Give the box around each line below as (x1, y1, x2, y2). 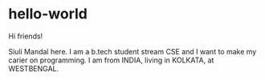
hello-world (8, 5, 88, 23)
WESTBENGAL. (8, 63, 59, 73)
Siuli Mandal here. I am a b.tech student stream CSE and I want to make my (8, 46, 257, 56)
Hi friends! (8, 31, 43, 41)
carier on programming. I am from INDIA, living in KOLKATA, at (8, 55, 214, 65)
